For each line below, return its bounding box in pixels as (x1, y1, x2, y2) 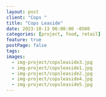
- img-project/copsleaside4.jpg (11, 76, 93, 82)
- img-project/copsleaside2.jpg (11, 70, 93, 77)
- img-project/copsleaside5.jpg (11, 82, 93, 88)
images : (6, 54, 26, 60)
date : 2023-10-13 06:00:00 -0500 (6, 25, 90, 32)
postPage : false (6, 43, 47, 49)
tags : (6, 48, 20, 54)
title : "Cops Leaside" (6, 20, 63, 26)
